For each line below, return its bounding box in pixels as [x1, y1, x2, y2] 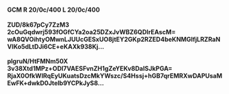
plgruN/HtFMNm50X [7, 57, 68, 65]
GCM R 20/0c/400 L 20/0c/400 [7, 5, 100, 14]
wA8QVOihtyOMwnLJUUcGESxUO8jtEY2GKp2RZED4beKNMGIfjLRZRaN [7, 35, 221, 44]
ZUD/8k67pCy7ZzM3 [7, 21, 70, 29]
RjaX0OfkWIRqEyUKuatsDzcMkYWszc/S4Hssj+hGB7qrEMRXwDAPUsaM [7, 72, 223, 80]
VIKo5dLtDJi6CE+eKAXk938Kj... [7, 43, 105, 51]
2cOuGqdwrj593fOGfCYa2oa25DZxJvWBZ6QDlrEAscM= [7, 28, 176, 36]
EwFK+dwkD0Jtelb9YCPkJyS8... [7, 79, 105, 87]
